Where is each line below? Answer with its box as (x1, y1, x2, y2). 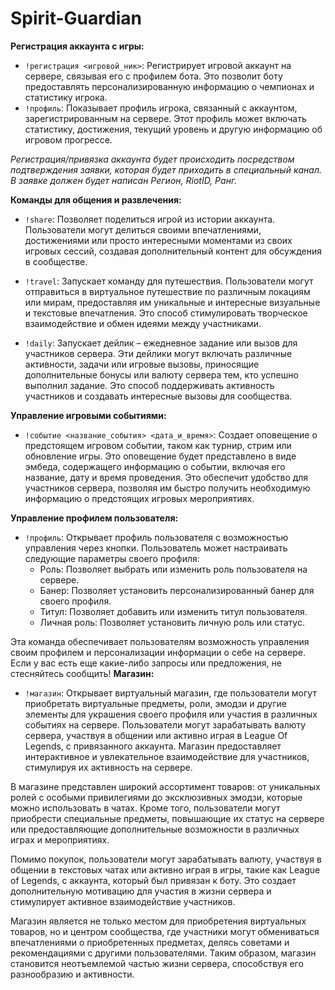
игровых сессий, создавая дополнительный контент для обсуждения (24, 245, 322, 257)
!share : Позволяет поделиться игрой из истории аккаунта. (24, 213, 276, 225)
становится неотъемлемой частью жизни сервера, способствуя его (10, 957, 304, 969)
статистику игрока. (24, 91, 108, 103)
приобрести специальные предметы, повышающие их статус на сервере (10, 812, 325, 824)
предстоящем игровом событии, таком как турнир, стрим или (24, 439, 292, 451)
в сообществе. (24, 255, 88, 267)
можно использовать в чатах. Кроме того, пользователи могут (10, 802, 281, 814)
